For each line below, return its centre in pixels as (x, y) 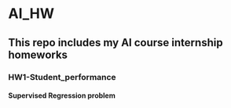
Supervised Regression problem (62, 95)
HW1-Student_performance (62, 77)
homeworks (38, 54)
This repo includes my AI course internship (115, 43)
